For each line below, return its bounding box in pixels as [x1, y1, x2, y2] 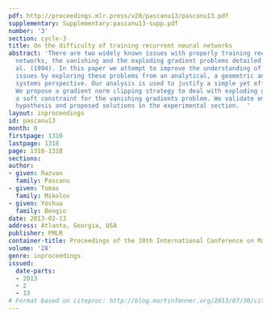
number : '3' [8, 27, 48, 35]
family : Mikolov [15, 191, 70, 200]
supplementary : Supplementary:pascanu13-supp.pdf [8, 19, 179, 27]
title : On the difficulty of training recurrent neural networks [8, 42, 232, 50]
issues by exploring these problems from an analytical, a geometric [15, 72, 254, 80]
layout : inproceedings [8, 110, 85, 118]
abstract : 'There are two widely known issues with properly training [8, 49, 251, 57]
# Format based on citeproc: [8, 297, 106, 305]
